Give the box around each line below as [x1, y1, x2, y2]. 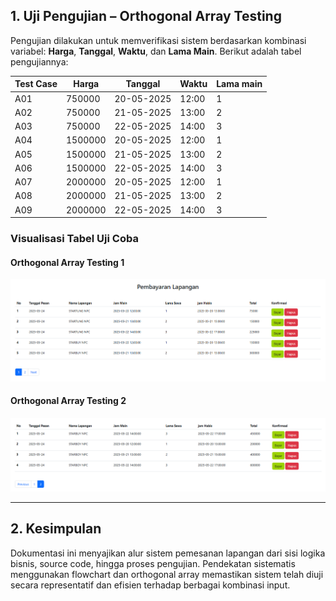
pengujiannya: [10, 55, 69, 68]
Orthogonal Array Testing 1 [10, 256, 125, 268]
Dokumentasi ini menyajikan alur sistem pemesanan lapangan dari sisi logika [10, 547, 326, 559]
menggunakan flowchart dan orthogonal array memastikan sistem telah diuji [10, 568, 324, 580]
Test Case [14, 78, 58, 90]
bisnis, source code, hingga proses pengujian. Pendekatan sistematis [10, 557, 296, 569]
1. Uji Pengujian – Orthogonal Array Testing [10, 8, 282, 25]
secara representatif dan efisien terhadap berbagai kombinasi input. [10, 579, 291, 591]
